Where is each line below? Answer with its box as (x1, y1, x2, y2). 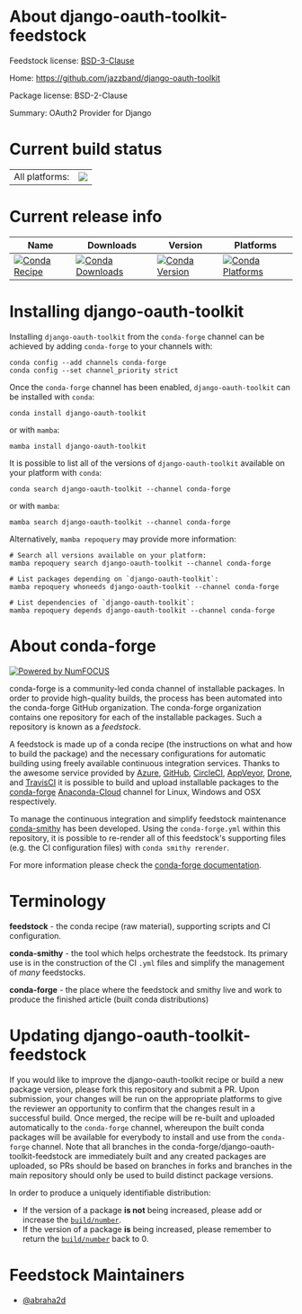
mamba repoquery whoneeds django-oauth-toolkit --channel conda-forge (9, 582, 280, 591)
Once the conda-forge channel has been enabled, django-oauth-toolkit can (9, 381, 290, 392)
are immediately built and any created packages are (74, 1150, 267, 1161)
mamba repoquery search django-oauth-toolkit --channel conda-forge (9, 559, 271, 568)
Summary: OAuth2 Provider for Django (9, 107, 152, 118)
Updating (9, 1025, 81, 1045)
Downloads (86, 238, 138, 251)
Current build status (9, 139, 163, 159)
